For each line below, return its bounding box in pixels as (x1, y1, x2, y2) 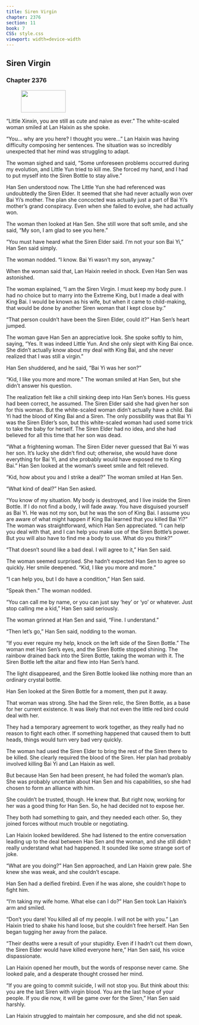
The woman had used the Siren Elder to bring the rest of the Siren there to (6, 747, 188, 754)
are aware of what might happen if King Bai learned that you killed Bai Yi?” (6, 515, 188, 522)
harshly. (6, 1001, 26, 1008)
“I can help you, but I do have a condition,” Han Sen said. (6, 575, 146, 582)
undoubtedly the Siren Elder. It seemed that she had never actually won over (6, 190, 193, 197)
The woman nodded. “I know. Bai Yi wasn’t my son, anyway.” (6, 256, 155, 263)
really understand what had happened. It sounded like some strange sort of (6, 844, 191, 851)
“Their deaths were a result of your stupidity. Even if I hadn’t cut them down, (6, 939, 193, 946)
